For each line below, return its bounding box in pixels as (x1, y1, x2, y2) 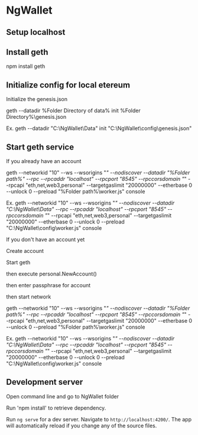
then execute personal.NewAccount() (6, 270, 98, 278)
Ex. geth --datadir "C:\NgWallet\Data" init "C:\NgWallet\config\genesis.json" (6, 125, 192, 132)
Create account (6, 248, 44, 255)
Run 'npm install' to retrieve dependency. (6, 404, 106, 411)
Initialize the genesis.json (6, 96, 68, 103)
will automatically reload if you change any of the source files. (6, 422, 157, 429)
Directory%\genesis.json (6, 113, 67, 121)
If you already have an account (6, 158, 82, 165)
